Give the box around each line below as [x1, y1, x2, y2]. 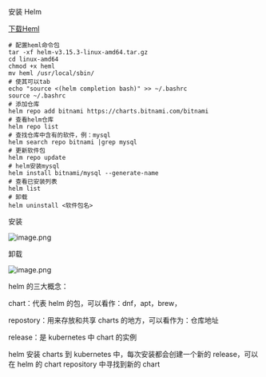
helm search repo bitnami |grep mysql [8, 138, 137, 146]
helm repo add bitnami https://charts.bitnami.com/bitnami [8, 107, 209, 115]
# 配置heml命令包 [8, 42, 60, 50]
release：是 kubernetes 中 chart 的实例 [8, 332, 137, 342]
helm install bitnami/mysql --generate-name [8, 169, 159, 177]
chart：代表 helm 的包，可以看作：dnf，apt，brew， [8, 299, 182, 308]
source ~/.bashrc [8, 92, 66, 100]
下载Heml [8, 24, 40, 34]
